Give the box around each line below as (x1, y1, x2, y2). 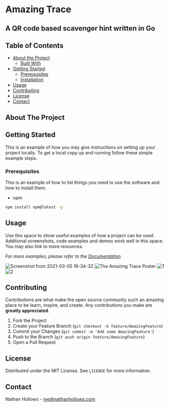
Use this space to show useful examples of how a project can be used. (5, 232, 155, 238)
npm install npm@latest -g (5, 205, 63, 210)
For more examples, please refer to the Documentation (5, 253, 121, 259)
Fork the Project (12, 318, 47, 324)
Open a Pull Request (12, 339, 56, 346)
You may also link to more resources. (5, 243, 83, 249)
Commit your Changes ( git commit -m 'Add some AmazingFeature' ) (12, 328, 155, 334)
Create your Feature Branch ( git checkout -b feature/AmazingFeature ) (12, 323, 163, 329)
